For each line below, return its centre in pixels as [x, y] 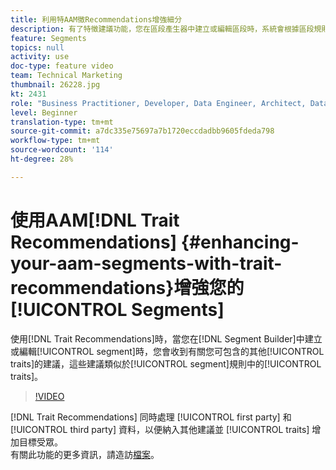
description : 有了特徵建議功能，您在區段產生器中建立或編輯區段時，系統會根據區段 [162, 29]
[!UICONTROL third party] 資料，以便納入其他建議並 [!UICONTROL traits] [160, 429]
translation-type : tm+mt [62, 122]
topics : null [37, 47]
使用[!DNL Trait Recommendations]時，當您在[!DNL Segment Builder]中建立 [166, 338]
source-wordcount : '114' [62, 150]
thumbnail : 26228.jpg [55, 85]
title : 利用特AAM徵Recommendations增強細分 [96, 19]
